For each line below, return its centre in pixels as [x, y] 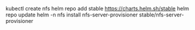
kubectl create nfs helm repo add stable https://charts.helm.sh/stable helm [97, 9]
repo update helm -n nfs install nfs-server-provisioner [72, 15]
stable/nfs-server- [162, 15]
